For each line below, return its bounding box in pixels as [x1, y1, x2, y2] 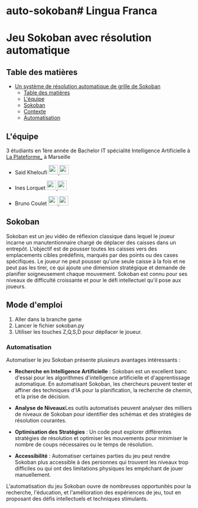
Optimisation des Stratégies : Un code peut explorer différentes [14, 428, 172, 435]
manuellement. [14, 471, 51, 478]
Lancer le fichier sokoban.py [14, 322, 85, 329]
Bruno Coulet [14, 200, 47, 207]
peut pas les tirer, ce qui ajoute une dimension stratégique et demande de [6, 264, 186, 271]
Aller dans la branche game [14, 315, 82, 323]
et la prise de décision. [14, 393, 70, 400]
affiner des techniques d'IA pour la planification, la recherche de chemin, [14, 386, 193, 393]
